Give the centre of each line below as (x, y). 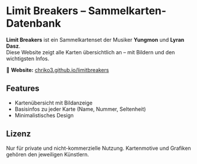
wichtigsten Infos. (28, 58)
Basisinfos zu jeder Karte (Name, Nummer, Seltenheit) (80, 109)
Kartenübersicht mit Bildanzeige (53, 103)
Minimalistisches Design (44, 115)
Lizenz (19, 134)
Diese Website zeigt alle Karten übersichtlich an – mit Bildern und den (91, 52)
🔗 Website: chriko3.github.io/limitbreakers (58, 70)
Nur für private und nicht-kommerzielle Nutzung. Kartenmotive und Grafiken (99, 148)
